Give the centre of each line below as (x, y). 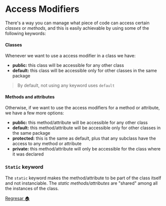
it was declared (28, 154)
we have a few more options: (35, 113)
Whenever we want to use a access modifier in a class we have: (70, 56)
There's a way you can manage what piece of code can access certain (77, 23)
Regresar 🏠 (18, 198)
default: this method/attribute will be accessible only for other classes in (86, 128)
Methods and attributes (30, 97)
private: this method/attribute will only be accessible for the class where (86, 149)
